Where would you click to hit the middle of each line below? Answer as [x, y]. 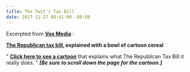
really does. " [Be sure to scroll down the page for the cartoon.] [84, 63]
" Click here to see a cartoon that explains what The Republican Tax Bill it [95, 56]
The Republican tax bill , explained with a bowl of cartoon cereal [85, 45]
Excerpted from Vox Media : [40, 33]
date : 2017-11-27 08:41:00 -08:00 [48, 17]
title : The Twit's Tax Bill [40, 11]
